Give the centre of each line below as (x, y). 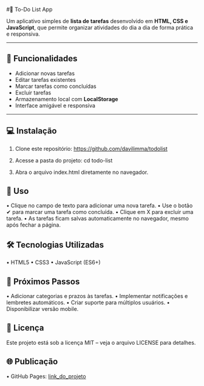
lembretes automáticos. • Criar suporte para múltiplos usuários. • (88, 302)
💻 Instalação (32, 131)
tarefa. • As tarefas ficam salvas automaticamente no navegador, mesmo (98, 219)
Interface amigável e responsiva (55, 105)
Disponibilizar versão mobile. (42, 309)
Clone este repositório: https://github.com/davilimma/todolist (91, 148)
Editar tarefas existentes (45, 79)
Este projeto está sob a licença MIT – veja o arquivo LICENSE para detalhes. (101, 342)
